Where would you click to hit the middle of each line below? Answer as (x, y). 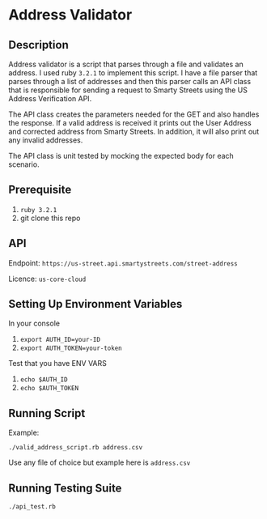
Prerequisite (40, 190)
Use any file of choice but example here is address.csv (100, 462)
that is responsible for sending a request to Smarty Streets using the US (128, 90)
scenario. (24, 164)
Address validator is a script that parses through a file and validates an (126, 64)
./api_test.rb (32, 507)
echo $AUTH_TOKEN (49, 389)
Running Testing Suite (65, 488)
